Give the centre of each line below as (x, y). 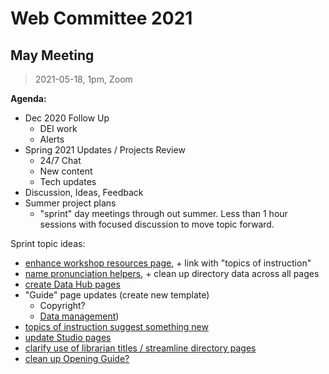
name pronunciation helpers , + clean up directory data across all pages (172, 273)
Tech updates (68, 181)
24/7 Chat (60, 160)
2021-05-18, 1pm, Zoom (83, 79)
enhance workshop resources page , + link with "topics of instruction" (168, 263)
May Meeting (52, 55)
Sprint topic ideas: (48, 243)
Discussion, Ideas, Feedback (84, 192)
